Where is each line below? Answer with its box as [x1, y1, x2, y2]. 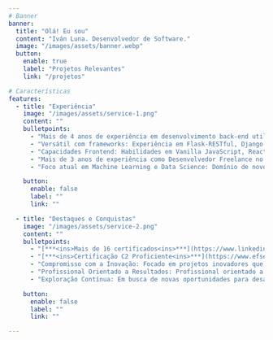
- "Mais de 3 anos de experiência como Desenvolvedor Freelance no [29, 155, 264, 163]
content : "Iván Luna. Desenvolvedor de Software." [15, 34, 191, 43]
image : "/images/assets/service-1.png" [23, 110, 158, 118]
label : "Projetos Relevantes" [23, 65, 126, 73]
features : [8, 94, 42, 102]
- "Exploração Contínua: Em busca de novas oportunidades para [29, 275, 249, 283]
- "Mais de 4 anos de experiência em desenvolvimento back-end [29, 133, 249, 141]
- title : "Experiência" [15, 102, 96, 111]
